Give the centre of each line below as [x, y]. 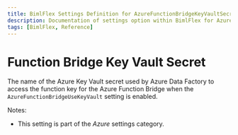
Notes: [17, 110]
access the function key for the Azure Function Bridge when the [101, 89]
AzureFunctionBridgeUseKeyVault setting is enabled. [83, 97]
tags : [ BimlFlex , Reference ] [50, 27]
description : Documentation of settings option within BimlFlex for [110, 20]
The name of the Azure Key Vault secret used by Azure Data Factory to [111, 81]
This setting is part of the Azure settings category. [91, 124]
